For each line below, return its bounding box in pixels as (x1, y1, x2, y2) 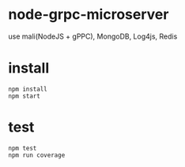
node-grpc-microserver (8, 6, 169, 24)
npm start (8, 92, 41, 100)
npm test (8, 144, 37, 152)
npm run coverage (8, 151, 66, 159)
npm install (8, 85, 47, 93)
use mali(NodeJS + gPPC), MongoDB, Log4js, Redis (8, 32, 178, 41)
